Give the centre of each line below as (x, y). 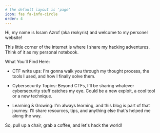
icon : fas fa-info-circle (31, 14)
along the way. (27, 116)
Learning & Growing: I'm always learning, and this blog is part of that (81, 106)
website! (14, 38)
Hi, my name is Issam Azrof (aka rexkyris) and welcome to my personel (76, 33)
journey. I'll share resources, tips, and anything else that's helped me (81, 111)
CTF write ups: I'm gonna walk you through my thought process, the (81, 71)
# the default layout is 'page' (38, 9)
